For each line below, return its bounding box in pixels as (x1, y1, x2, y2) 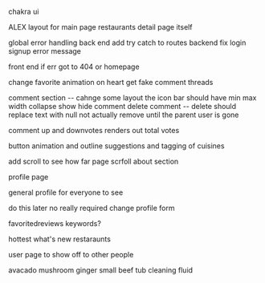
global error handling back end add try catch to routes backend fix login (8, 38, 247, 47)
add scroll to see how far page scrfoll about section (8, 156, 179, 166)
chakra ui (8, 7, 39, 16)
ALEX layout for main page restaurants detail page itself (8, 22, 193, 31)
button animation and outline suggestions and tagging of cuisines (8, 141, 225, 151)
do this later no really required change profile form (8, 204, 175, 212)
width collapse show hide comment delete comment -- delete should (8, 102, 237, 111)
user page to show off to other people (8, 250, 134, 259)
